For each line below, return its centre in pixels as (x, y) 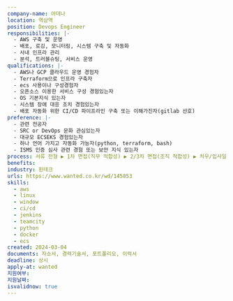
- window (26, 202)
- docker (26, 235)
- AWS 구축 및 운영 (38, 40)
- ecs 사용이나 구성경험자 (46, 85)
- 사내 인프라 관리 (37, 53)
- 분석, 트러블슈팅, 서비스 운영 (53, 59)
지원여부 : (18, 273)
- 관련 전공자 (30, 124)
